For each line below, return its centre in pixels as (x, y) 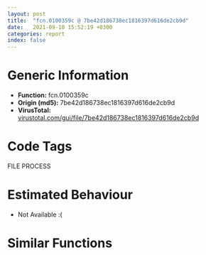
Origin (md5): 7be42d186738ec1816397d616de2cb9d (96, 103)
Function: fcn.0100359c (53, 95)
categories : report (36, 34)
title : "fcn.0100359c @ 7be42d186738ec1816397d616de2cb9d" (98, 21)
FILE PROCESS (29, 166)
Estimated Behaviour (70, 195)
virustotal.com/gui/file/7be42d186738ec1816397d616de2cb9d (108, 118)
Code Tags (40, 147)
